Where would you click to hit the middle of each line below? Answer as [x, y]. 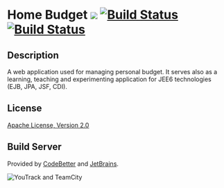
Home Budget [48, 15]
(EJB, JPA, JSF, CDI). [37, 86]
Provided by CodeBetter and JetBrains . [63, 164]
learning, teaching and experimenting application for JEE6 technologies [109, 79]
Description [33, 55]
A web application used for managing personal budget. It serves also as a [112, 72]
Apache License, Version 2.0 [48, 125]
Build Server [34, 147]
